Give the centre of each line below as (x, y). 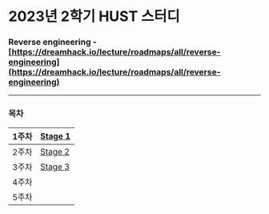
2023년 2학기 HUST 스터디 (94, 16)
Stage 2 (55, 151)
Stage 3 (55, 167)
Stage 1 (55, 135)
